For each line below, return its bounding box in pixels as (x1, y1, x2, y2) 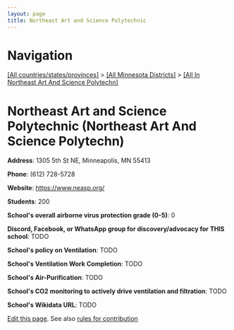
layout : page (7, 10, 46, 18)
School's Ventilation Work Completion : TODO (7, 259, 143, 269)
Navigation (7, 47, 73, 64)
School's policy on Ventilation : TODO (7, 246, 118, 254)
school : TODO (7, 232, 49, 241)
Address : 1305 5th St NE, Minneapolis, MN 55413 (7, 156, 151, 165)
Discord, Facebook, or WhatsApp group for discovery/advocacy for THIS (7, 225, 225, 233)
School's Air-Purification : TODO (7, 273, 104, 282)
